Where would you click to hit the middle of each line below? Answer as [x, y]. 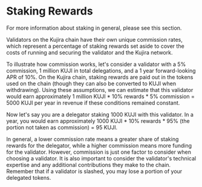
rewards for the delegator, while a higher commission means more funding [99, 145]
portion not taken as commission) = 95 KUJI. [62, 127]
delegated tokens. [29, 177]
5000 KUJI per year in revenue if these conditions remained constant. [93, 103]
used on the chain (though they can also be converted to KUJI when [91, 84]
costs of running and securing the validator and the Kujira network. [90, 52]
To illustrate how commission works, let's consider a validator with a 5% [96, 64]
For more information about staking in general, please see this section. [94, 28]
